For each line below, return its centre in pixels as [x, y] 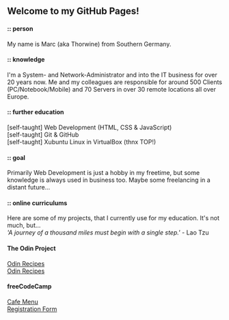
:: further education [36, 112]
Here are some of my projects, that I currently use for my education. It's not [113, 218]
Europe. [18, 96]
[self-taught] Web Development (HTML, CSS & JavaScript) [90, 127]
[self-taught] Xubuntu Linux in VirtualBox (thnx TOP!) [82, 142]
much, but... [24, 226]
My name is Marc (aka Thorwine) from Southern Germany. [89, 44]
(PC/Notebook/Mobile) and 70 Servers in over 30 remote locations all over [112, 89]
